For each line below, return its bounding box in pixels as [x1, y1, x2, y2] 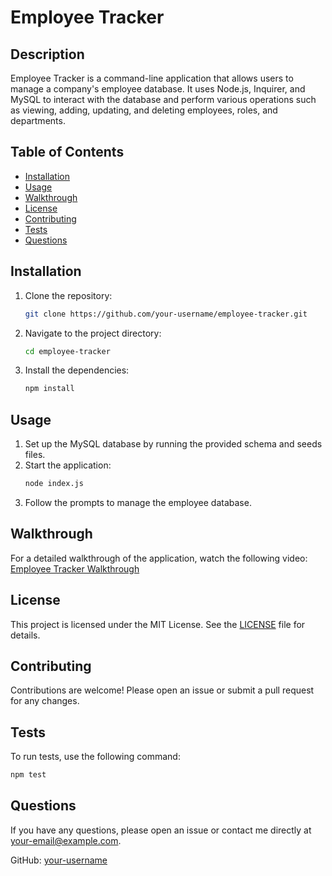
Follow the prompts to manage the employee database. [24, 496, 252, 508]
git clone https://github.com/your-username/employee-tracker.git [24, 309, 308, 319]
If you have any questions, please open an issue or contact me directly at [10, 824, 312, 836]
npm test [10, 770, 47, 780]
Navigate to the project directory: [24, 327, 162, 339]
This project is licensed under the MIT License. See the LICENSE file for [10, 618, 306, 630]
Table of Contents [10, 144, 125, 161]
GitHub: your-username [10, 854, 108, 866]
